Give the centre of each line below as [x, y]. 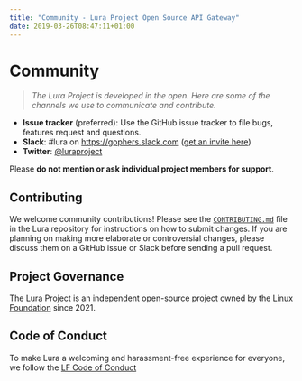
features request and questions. [82, 133]
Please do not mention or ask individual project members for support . [142, 169]
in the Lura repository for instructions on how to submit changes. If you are [148, 229]
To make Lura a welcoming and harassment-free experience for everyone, [147, 358]
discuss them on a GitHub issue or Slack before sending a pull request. [141, 248]
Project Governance [67, 276]
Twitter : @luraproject [62, 152]
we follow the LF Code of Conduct [73, 367]
